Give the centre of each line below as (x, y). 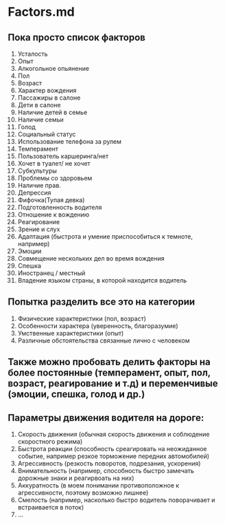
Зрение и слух (39, 229)
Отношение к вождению (54, 215)
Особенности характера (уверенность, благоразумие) (98, 326)
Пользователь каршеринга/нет (63, 156)
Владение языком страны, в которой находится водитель (102, 280)
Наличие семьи (40, 120)
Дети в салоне (39, 105)
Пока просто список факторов (77, 37)
